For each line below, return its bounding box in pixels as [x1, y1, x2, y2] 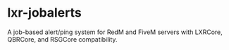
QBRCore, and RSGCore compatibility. [7, 35, 118, 43]
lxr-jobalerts [7, 5, 82, 21]
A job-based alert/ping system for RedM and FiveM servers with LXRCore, [7, 28, 223, 36]
